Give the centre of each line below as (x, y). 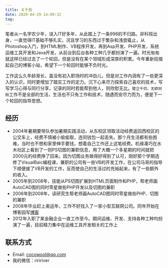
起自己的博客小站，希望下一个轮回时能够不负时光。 (58, 65)
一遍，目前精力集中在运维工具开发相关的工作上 (69, 225)
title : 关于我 (19, 10)
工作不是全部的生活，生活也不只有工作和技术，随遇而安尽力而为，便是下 (83, 94)
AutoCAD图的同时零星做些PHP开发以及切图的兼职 (63, 187)
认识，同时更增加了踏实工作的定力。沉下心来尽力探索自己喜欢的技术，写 (88, 82)
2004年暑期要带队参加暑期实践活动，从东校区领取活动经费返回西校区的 (86, 131)
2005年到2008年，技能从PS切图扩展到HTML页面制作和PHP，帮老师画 (85, 181)
